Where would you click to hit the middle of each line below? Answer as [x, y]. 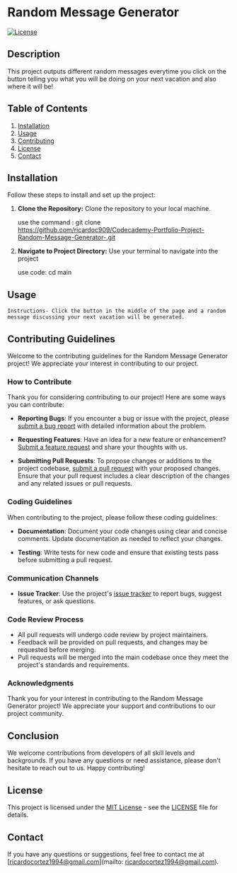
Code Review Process [46, 619]
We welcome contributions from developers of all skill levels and [101, 753]
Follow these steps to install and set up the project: [81, 195]
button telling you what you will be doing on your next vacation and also [112, 79]
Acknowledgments [41, 683]
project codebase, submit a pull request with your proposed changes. [119, 469]
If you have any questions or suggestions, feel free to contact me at [106, 854]
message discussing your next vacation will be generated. [96, 317]
